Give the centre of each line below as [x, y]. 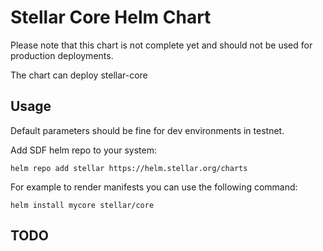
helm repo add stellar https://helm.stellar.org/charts [129, 168]
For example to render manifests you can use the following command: [154, 187]
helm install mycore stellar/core [82, 205]
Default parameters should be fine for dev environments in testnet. [147, 130]
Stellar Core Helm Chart [111, 17]
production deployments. [62, 55]
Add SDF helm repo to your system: [83, 150]
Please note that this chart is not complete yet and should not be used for [161, 45]
